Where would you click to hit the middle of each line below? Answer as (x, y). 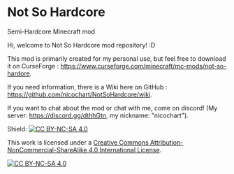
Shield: (17, 129)
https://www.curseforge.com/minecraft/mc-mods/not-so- (144, 66)
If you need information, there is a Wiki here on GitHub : (87, 87)
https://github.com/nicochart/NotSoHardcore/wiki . (80, 94)
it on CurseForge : (33, 66)
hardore (19, 73)
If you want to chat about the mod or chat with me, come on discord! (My (112, 108)
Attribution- (167, 142)
